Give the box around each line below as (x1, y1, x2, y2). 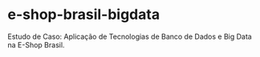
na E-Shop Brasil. (7, 40, 65, 49)
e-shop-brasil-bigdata (7, 6, 160, 24)
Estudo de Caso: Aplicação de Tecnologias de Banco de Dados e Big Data (7, 32, 252, 41)
